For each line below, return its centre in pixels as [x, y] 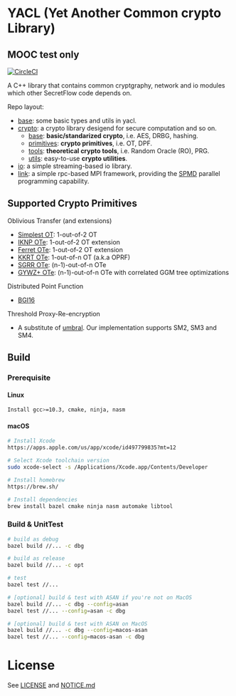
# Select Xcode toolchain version [59, 461]
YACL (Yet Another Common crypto [114, 13]
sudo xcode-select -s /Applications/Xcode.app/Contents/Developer [108, 467]
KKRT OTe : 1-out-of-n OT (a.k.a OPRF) [74, 257]
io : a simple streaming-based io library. [75, 166]
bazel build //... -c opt [45, 565]
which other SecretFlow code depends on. [70, 93]
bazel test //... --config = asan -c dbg [66, 611]
